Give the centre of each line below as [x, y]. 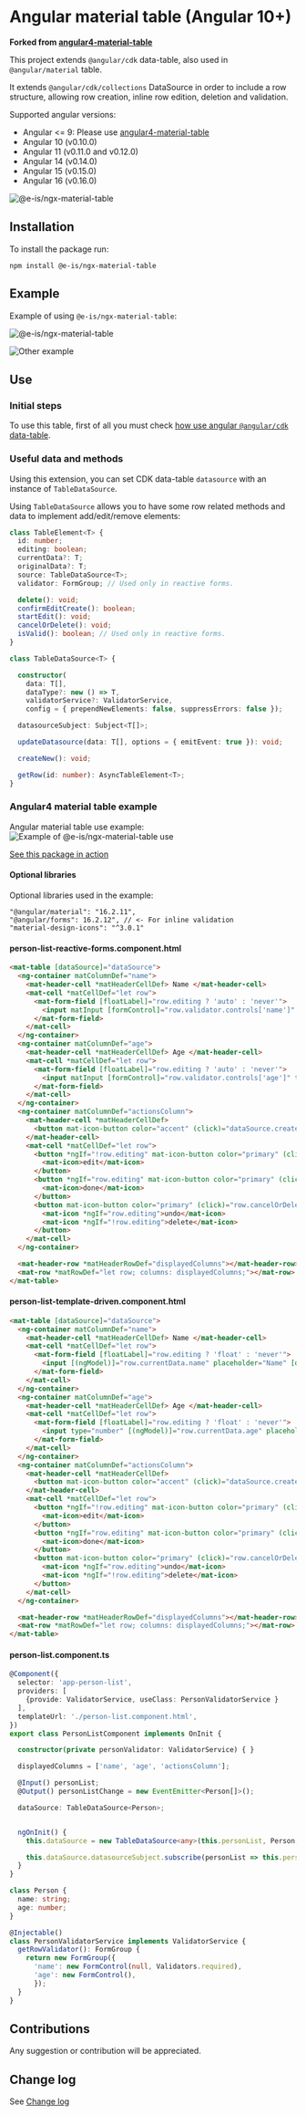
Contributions [50, 2029]
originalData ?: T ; [53, 567]
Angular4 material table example [83, 807]
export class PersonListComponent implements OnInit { [116, 1734]
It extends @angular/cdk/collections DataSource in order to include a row [148, 87]
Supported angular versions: [63, 114]
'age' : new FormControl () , [85, 1975]
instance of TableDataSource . [63, 488]
